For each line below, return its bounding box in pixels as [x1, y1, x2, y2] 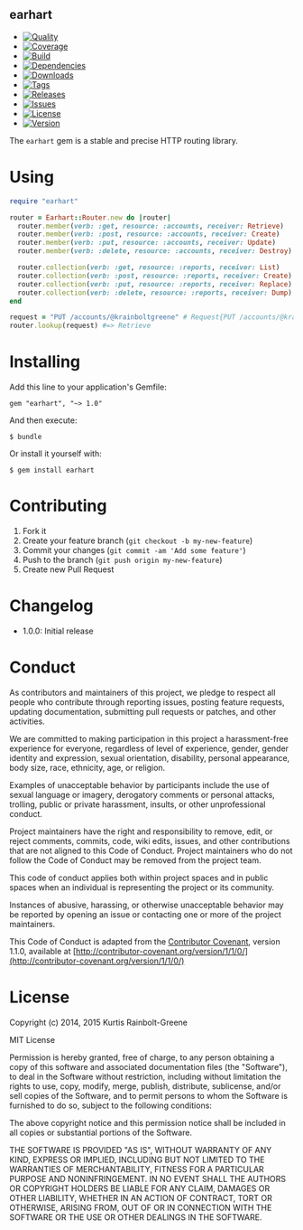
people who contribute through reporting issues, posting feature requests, [9, 696, 285, 708]
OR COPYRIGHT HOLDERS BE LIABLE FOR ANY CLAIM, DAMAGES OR [9, 1183, 271, 1194]
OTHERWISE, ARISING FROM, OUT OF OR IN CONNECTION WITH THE [9, 1202, 272, 1213]
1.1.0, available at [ [9, 945, 77, 956]
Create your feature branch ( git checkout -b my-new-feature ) [22, 535, 253, 546]
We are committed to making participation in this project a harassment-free [9, 733, 289, 744]
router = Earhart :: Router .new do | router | [9, 212, 171, 222]
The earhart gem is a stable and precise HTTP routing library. [9, 135, 239, 146]
